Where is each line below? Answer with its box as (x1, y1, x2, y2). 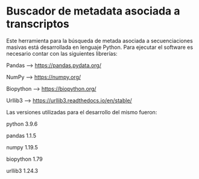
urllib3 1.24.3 (6, 167, 39, 174)
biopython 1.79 (6, 155, 43, 163)
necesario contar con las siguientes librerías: (6, 50, 118, 57)
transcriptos (6, 17, 69, 31)
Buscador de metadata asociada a (6, 4, 180, 18)
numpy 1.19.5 (6, 143, 38, 151)
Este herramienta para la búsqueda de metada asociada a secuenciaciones (6, 37, 193, 44)
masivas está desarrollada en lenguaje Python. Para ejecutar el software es (6, 44, 194, 51)
